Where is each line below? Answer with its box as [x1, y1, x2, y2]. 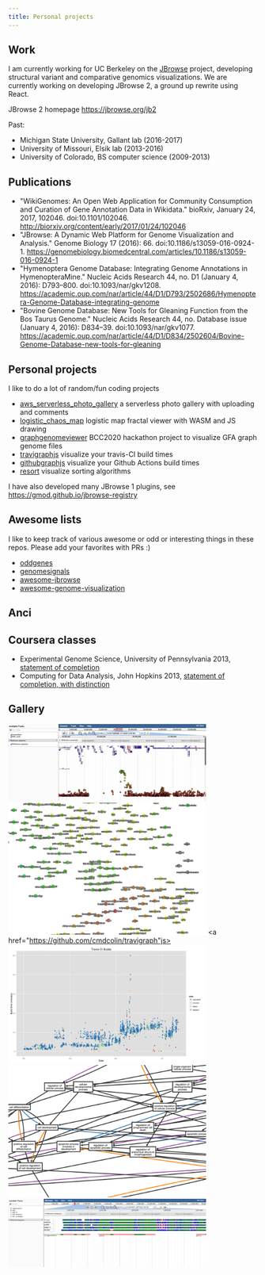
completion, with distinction [19, 680, 111, 689]
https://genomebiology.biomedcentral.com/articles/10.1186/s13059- [26, 247, 247, 257]
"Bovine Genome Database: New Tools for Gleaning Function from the [19, 306, 248, 316]
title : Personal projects [8, 13, 93, 21]
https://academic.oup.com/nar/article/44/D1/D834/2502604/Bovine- [19, 331, 245, 341]
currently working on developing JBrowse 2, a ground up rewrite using [8, 81, 239, 90]
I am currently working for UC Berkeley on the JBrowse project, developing [8, 64, 253, 74]
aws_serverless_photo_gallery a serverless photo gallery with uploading [19, 399, 255, 408]
